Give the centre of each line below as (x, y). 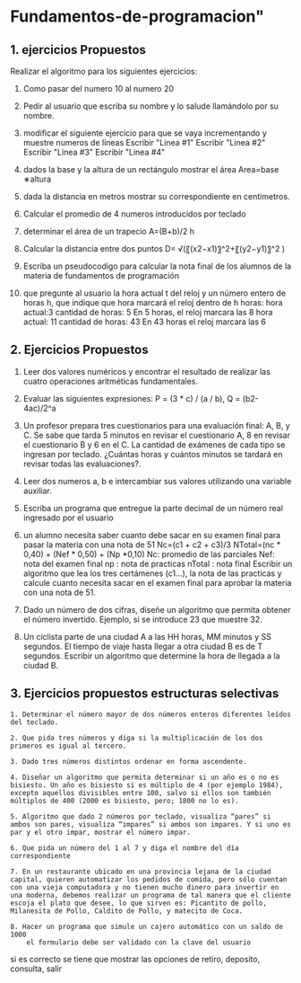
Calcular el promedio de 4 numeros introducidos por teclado (134, 214)
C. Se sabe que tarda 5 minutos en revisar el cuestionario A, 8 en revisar (156, 435)
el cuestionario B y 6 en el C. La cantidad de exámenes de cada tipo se (154, 444)
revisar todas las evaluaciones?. (82, 464)
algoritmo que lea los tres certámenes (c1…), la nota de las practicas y (152, 573)
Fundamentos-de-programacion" (138, 17)
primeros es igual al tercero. (69, 746)
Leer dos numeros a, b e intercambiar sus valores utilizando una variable (157, 481)
